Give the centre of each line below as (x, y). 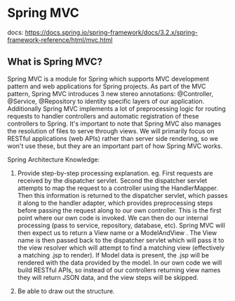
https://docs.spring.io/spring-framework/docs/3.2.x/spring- (112, 32)
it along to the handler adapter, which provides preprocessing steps (115, 203)
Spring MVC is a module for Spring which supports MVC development (108, 79)
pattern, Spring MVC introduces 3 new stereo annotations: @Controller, (110, 93)
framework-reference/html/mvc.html (60, 39)
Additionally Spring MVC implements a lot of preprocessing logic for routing (116, 108)
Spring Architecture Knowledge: (54, 159)
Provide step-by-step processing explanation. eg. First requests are (115, 173)
